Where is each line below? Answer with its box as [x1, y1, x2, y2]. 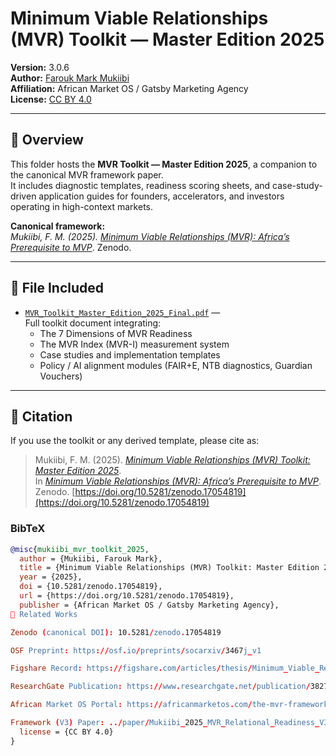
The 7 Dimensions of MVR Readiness [39, 327, 193, 339]
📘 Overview [10, 132, 84, 149]
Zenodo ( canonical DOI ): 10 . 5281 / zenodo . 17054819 [10, 627, 222, 637]
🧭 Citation [10, 408, 73, 425]
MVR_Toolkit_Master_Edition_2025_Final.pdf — [24, 306, 221, 318]
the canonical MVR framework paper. [10, 168, 164, 181]
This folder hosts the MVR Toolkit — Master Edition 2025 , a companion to [10, 158, 318, 170]
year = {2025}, [19, 572, 83, 582]
